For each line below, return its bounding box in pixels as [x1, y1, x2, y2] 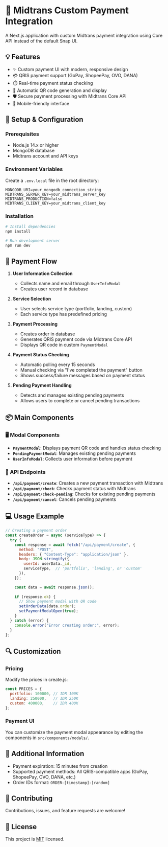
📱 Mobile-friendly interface [12, 100, 70, 106]
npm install [5, 228, 31, 234]
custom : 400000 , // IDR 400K [10, 700, 79, 706]
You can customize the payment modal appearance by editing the [5, 729, 144, 735]
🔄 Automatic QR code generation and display [12, 87, 107, 94]
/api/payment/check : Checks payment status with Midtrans [12, 486, 136, 492]
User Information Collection [12, 270, 73, 277]
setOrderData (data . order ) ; [18, 604, 76, 609]
